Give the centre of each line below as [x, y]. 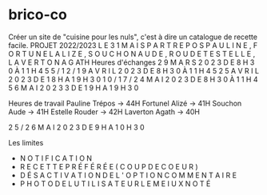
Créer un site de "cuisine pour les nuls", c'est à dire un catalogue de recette [133, 37]
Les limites [26, 142]
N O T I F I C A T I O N [56, 158]
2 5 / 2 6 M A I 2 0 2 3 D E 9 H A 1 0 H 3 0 [77, 127]
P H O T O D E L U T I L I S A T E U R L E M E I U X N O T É [115, 183]
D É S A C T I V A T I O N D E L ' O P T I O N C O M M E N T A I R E [128, 175]
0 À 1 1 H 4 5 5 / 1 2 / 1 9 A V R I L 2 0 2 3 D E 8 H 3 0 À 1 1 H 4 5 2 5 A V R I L [134, 70]
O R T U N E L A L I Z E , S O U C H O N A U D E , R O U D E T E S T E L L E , [132, 54]
